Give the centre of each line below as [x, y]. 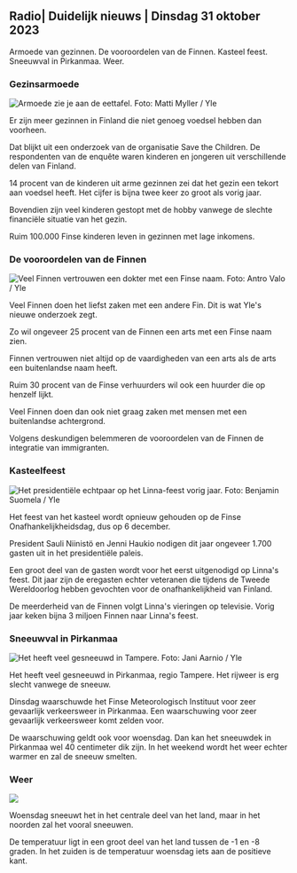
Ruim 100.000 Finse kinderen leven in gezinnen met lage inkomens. [132, 237]
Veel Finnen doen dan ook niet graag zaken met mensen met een [128, 412]
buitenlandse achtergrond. [58, 421]
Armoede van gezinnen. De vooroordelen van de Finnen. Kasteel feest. [139, 51]
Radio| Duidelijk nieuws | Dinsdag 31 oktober [135, 16]
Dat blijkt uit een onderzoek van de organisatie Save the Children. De [135, 147]
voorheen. [28, 130]
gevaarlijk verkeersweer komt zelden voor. [86, 720]
